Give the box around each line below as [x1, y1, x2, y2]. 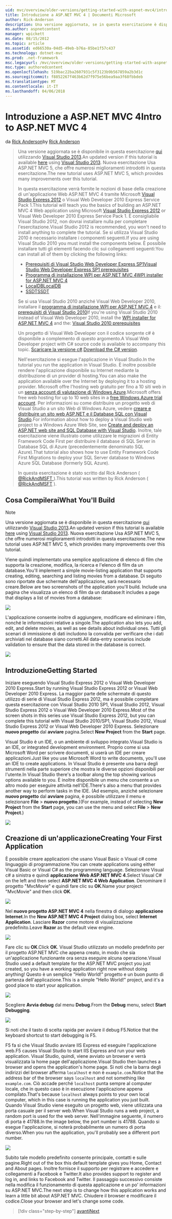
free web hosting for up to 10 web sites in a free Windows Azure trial [17, 395, 163, 401]
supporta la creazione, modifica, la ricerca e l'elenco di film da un [5, 562, 143, 568]
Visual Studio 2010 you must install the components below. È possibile [17, 240, 166, 246]
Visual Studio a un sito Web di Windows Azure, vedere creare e [17, 405, 152, 412]
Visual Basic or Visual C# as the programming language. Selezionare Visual [5, 866, 164, 873]
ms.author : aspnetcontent [5, 27, 60, 32]
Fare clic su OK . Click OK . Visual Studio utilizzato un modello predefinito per [5, 944, 165, 950]
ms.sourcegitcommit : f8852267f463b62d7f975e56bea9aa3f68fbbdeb [5, 74, 143, 80]
